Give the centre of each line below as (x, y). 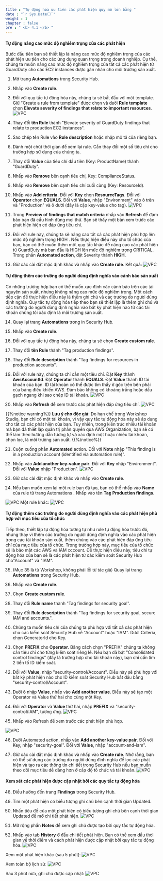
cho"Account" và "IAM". (30, 560)
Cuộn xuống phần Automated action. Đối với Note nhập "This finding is (84, 449)
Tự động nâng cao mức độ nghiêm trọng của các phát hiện (65, 43)
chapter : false (22, 23)
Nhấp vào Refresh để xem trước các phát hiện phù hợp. (68, 721)
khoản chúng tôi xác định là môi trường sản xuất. (54, 312)
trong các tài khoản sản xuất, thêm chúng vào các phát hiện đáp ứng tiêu (79, 540)
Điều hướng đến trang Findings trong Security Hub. (64, 792)
